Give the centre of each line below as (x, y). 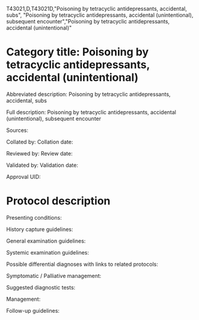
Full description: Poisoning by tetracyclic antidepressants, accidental (91, 112)
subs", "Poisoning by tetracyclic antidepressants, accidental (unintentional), (100, 15)
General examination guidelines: (46, 241)
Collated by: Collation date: (40, 142)
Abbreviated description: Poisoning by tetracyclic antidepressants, (88, 94)
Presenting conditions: (34, 217)
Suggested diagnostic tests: (41, 287)
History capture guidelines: (40, 229)
